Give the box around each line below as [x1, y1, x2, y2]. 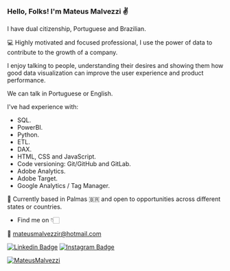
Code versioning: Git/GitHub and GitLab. [16, 160, 132, 168]
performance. [7, 76, 46, 84]
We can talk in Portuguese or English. [7, 89, 113, 98]
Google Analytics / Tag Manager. [16, 182, 110, 190]
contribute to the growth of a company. [7, 48, 118, 57]
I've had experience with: [7, 103, 79, 111]
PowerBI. [16, 123, 43, 132]
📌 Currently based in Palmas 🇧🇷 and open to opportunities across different [7, 195, 221, 203]
